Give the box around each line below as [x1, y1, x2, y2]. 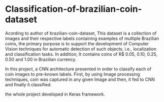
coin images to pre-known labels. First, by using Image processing [5, 71, 140, 77]
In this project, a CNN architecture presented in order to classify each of [5, 66, 152, 72]
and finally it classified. [5, 81, 52, 87]
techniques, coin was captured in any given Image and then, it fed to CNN [5, 76, 155, 82]
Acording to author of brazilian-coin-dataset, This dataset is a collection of [5, 30, 157, 36]
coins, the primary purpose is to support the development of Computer [5, 40, 149, 46]
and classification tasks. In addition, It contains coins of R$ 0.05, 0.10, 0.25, [5, 51, 158, 57]
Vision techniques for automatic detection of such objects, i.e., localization [5, 46, 157, 52]
